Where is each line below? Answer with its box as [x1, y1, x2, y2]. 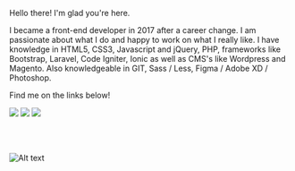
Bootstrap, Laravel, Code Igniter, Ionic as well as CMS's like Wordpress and [9, 54, 286, 64]
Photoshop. [9, 73, 52, 83]
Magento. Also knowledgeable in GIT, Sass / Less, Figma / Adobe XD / [9, 63, 268, 73]
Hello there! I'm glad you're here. [9, 8, 131, 18]
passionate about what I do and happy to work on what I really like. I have [9, 35, 280, 45]
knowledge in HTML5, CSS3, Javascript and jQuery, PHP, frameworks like [9, 44, 282, 55]
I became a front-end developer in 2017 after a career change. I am [9, 25, 257, 35]
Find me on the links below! [9, 90, 111, 100]
